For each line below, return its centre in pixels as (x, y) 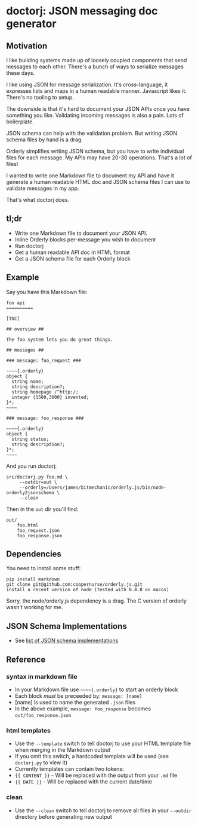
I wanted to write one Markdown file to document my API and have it (90, 176)
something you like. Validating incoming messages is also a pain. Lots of (95, 115)
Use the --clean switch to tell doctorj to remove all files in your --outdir (103, 810)
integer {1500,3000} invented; (50, 397)
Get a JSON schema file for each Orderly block (72, 258)
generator (31, 24)
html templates (28, 730)
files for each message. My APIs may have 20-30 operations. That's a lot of (99, 158)
